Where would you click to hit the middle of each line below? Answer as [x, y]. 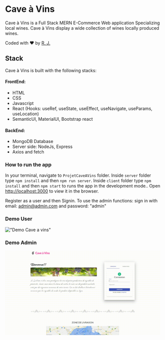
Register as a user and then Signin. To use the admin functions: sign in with [81, 201]
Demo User [19, 219]
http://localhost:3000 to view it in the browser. [52, 191]
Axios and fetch [28, 152]
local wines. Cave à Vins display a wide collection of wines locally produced [82, 28]
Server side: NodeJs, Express [42, 146]
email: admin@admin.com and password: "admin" [56, 206]
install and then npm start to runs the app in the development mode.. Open [83, 186]
